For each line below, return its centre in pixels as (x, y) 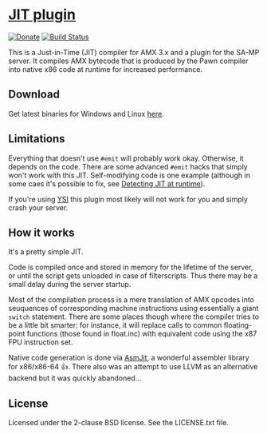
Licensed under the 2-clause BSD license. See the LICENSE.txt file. (118, 423)
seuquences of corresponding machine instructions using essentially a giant (133, 309)
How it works (41, 232)
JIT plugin (42, 15)
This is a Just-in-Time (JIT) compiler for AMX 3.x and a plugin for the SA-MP (134, 52)
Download (34, 95)
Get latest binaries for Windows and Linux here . (86, 113)
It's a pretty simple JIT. (46, 252)
